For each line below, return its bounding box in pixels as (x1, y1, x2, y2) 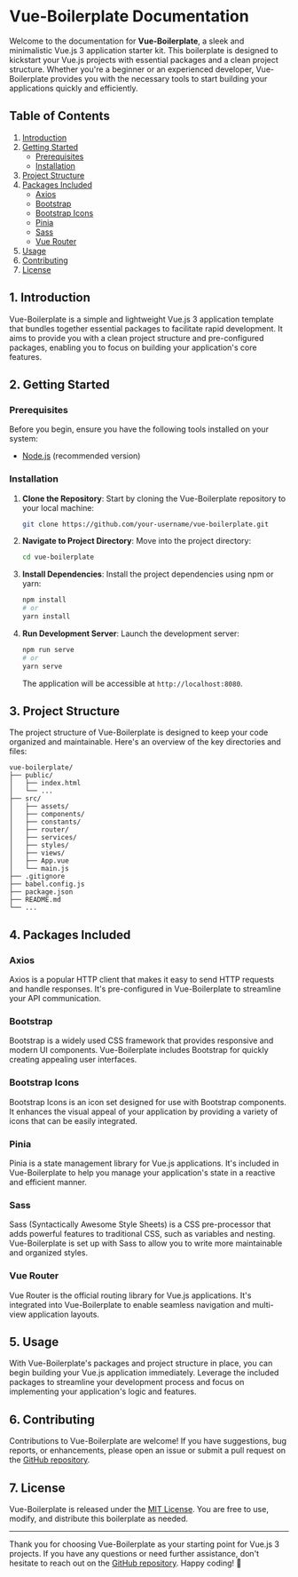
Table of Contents (9, 108, 111, 123)
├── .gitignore (9, 872, 66, 881)
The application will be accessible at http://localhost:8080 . (21, 678, 243, 689)
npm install (21, 595, 67, 605)
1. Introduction (9, 291, 90, 306)
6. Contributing (9, 1412, 95, 1427)
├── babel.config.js (9, 880, 86, 889)
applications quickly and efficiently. (9, 83, 139, 93)
